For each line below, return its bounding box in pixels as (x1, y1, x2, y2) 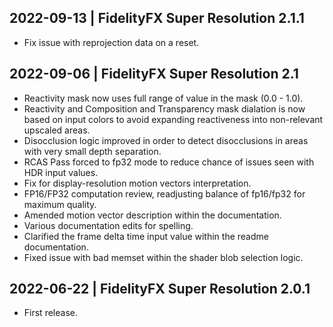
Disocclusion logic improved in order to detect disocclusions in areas (23, 134, 309, 146)
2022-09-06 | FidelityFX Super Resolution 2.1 (9, 66, 299, 83)
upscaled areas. (23, 124, 91, 136)
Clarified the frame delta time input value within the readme (23, 230, 269, 242)
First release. (23, 307, 78, 319)
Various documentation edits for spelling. (23, 219, 194, 231)
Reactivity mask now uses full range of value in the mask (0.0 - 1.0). (23, 92, 304, 104)
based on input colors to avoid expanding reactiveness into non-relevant (23, 113, 324, 125)
